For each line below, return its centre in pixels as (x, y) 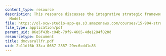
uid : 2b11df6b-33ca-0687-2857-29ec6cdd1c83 (51, 46)
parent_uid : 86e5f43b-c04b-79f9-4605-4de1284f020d (58, 32)
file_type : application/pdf (34, 28)
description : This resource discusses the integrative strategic (74, 14)
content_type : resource (30, 9)
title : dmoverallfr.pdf (30, 41)
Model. (16, 19)
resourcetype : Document (30, 37)
